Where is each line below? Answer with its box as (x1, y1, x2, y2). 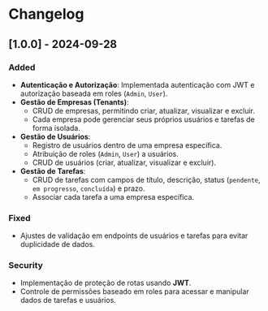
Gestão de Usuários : (19, 132, 91, 141)
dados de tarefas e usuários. (19, 296, 116, 305)
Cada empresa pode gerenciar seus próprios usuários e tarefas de (32, 114, 256, 124)
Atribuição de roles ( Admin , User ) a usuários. (32, 149, 179, 158)
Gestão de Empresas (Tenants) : (19, 97, 129, 106)
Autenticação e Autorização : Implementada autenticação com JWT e (19, 80, 255, 89)
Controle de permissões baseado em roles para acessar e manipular (19, 287, 249, 296)
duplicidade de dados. (19, 240, 95, 249)
